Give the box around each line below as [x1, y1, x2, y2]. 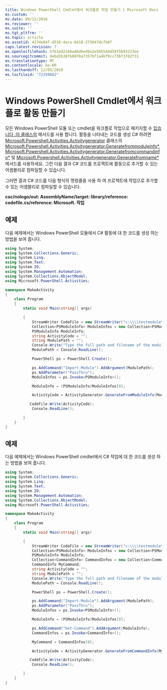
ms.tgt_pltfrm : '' [5, 30, 43, 35]
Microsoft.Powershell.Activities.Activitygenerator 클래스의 [5, 138, 123, 144]
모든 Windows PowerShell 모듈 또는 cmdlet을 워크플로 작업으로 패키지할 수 [5, 125, 153, 131]
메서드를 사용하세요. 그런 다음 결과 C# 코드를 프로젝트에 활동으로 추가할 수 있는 [5, 161, 158, 167]
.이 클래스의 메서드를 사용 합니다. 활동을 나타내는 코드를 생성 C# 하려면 [14, 131, 152, 137]
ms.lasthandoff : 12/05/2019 [5, 68, 64, 73]
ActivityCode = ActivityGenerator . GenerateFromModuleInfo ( [31, 392, 157, 398]
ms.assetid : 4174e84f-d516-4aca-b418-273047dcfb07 [5, 40, 112, 45]
